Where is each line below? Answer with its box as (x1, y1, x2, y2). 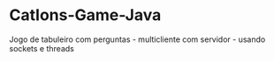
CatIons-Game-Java (9, 5, 162, 25)
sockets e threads (9, 43, 75, 53)
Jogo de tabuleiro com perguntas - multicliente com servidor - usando (9, 34, 266, 44)
